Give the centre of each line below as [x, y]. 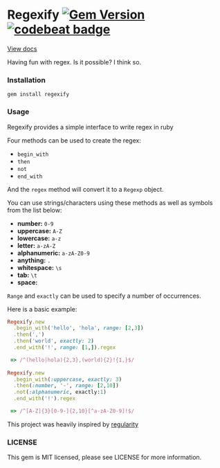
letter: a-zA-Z [36, 245]
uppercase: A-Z [39, 231]
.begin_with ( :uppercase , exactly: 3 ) [68, 379]
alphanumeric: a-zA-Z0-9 [53, 253]
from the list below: [35, 210]
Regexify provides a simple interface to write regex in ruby [91, 127]
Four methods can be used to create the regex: [74, 140]
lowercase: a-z [39, 238]
